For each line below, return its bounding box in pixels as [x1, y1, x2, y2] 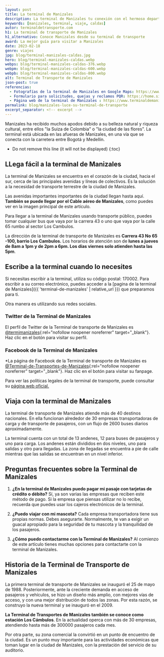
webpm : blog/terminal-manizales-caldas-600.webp [5, 67, 106, 72]
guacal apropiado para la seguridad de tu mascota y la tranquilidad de [12, 521, 153, 527]
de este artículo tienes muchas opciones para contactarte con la [12, 541, 142, 547]
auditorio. [5, 647, 24, 653]
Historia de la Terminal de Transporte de [5, 560, 130, 569]
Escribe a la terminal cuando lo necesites [5, 263, 133, 271]
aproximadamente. [5, 426, 43, 432]
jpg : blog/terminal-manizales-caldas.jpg [5, 52, 91, 58]
